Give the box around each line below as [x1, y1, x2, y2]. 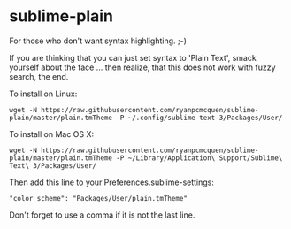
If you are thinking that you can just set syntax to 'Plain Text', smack [9, 52, 257, 63]
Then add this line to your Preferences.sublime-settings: [9, 177, 215, 187]
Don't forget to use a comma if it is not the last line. [9, 210, 195, 220]
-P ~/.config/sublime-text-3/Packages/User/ [116, 113, 283, 122]
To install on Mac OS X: [9, 128, 95, 139]
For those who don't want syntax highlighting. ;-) [9, 35, 188, 46]
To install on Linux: [9, 88, 78, 99]
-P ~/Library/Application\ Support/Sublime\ [116, 153, 283, 163]
